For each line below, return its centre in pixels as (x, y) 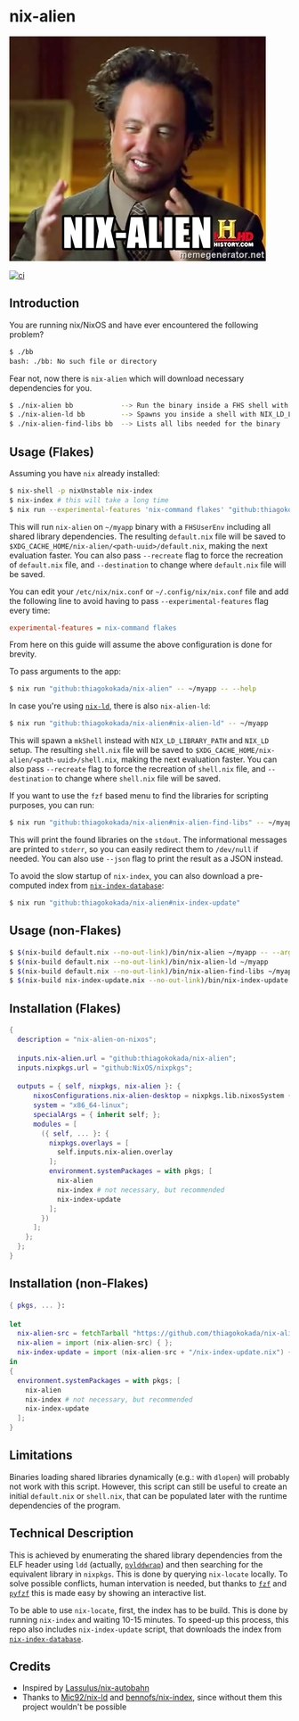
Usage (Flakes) (52, 452)
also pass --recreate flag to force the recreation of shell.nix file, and (137, 769)
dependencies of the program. (65, 1505)
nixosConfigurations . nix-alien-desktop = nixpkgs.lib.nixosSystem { (162, 1096)
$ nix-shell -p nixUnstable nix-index (81, 491)
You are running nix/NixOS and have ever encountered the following (134, 325)
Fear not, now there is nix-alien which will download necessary (127, 378)
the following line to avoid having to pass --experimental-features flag (139, 600)
